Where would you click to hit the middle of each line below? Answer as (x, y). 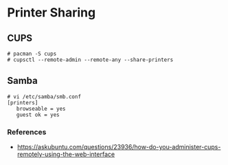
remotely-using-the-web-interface (66, 154)
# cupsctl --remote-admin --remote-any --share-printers (90, 60)
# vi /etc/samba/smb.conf (44, 97)
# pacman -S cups (32, 54)
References (27, 132)
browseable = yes (41, 109)
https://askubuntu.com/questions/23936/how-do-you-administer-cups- (119, 147)
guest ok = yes (38, 115)
